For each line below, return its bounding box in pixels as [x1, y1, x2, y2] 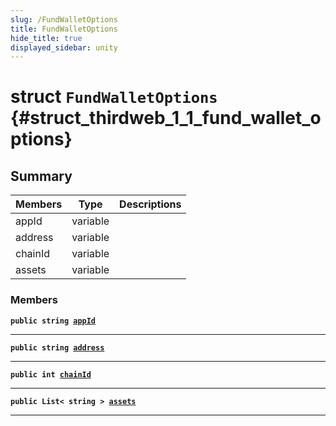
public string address [10, 342, 105, 353]
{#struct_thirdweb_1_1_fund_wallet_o [10, 107, 322, 130]
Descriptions [119, 197, 182, 211]
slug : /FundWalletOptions [10, 14, 118, 25]
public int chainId [10, 369, 92, 380]
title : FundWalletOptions [10, 24, 118, 34]
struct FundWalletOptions [10, 86, 218, 108]
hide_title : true [10, 33, 83, 43]
